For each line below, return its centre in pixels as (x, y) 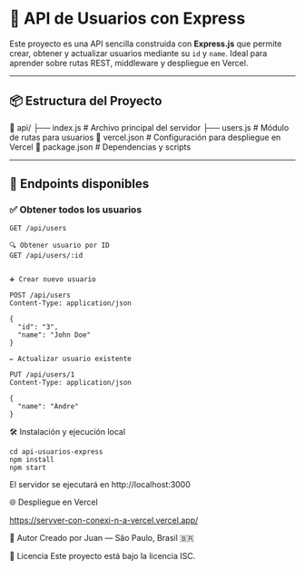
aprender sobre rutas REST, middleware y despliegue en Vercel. (129, 63)
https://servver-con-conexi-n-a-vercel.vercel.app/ (104, 520)
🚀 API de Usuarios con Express (128, 19)
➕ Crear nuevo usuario (53, 280)
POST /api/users (40, 295)
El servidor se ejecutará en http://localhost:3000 (100, 485)
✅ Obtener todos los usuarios (76, 210)
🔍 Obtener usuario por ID (60, 246)
